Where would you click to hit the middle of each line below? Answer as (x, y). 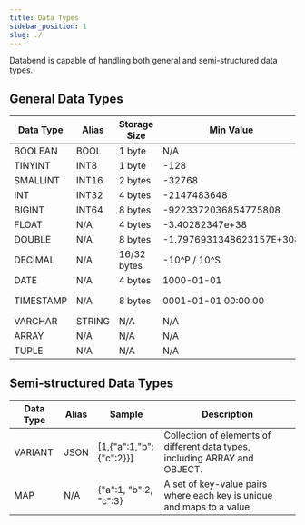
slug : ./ (26, 35)
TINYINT (33, 166)
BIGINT (30, 210)
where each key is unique (218, 495)
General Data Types (67, 99)
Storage (136, 124)
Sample (126, 414)
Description (227, 414)
